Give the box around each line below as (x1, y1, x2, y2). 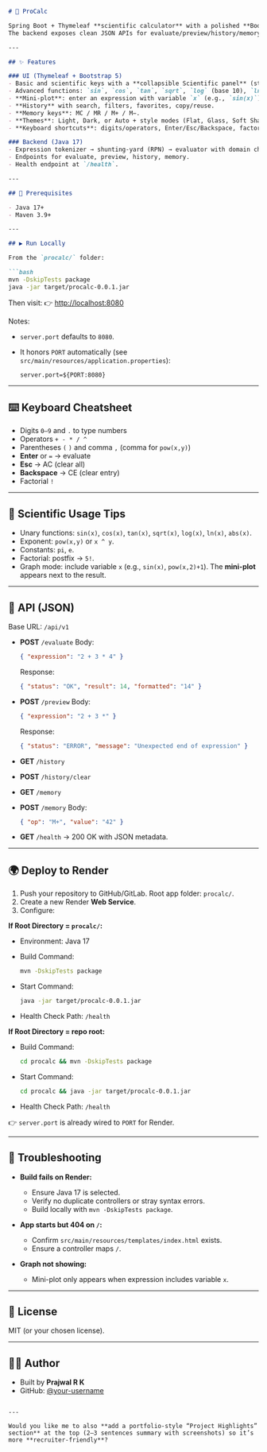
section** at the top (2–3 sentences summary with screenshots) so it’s (8, 1429, 254, 1438)
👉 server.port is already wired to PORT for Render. (8, 1117, 175, 1127)
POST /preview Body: (19, 696, 91, 707)
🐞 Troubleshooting (8, 1151, 102, 1164)
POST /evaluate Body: (19, 637, 95, 647)
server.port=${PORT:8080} (19, 370, 106, 379)
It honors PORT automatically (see (19, 347, 128, 357)
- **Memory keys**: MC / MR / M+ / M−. (8, 109, 141, 117)
